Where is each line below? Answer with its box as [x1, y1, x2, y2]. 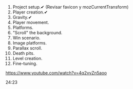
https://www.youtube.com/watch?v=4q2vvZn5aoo [5, 70, 107, 75]
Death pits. [12, 50, 35, 56]
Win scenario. [12, 35, 41, 41]
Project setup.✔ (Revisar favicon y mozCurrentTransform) [12, 4, 129, 10]
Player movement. [12, 19, 49, 25]
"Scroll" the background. [12, 30, 63, 35]
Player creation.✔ [12, 9, 48, 15]
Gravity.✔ [12, 15, 32, 20]
